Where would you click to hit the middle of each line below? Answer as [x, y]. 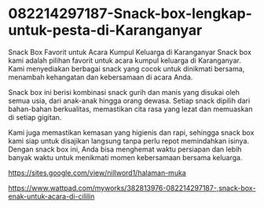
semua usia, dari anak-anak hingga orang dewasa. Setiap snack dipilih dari [129, 100]
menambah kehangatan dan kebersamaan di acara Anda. [101, 77]
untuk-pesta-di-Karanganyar [105, 30]
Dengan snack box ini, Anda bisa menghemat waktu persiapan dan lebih [125, 149]
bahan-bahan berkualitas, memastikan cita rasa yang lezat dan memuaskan [130, 109]
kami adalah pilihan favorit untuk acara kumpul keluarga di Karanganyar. [125, 60]
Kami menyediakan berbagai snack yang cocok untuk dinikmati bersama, [126, 68]
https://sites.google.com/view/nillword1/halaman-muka [97, 173]
